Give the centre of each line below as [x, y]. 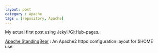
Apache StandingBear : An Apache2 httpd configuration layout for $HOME [79, 41]
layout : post [18, 9]
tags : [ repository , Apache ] [34, 18]
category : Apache [24, 14]
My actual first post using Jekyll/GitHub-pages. [52, 32]
